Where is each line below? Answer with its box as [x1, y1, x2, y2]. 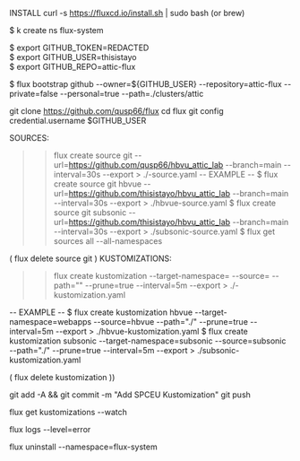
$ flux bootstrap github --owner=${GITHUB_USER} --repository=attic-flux [9, 79, 282, 89]
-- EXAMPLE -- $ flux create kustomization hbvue [9, 307, 193, 317]
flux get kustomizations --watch [9, 407, 128, 417]
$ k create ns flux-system [9, 25, 105, 35]
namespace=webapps [9, 317, 92, 326]
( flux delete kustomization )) [9, 372, 116, 382]
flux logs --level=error [9, 424, 91, 434]
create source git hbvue [53, 178, 141, 189]
